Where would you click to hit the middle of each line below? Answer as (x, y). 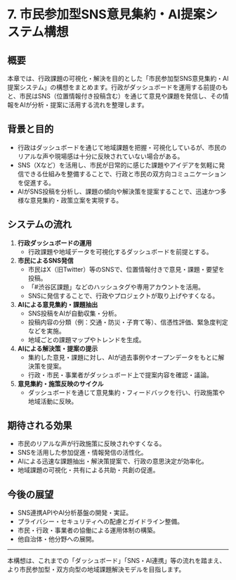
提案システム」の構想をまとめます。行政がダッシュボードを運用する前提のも (118, 87)
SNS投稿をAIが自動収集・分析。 (74, 313)
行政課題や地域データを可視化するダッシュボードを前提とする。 (120, 251)
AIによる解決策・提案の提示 (58, 348)
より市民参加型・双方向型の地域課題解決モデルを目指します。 (96, 569)
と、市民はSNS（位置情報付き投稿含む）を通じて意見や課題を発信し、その (115, 96)
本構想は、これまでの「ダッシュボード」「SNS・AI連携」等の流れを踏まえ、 (117, 561)
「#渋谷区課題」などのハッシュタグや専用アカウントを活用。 (116, 286)
